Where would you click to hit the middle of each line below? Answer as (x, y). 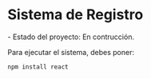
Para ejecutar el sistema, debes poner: (71, 52)
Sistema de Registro (75, 15)
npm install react (38, 67)
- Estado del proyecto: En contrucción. (71, 37)
